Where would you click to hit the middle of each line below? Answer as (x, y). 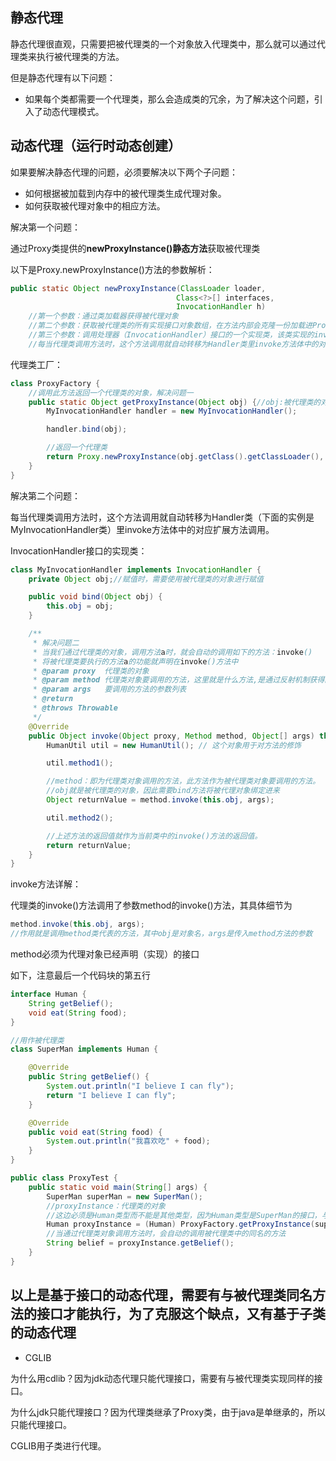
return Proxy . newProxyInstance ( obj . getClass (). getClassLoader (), (185, 457)
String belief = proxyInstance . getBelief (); (140, 1243)
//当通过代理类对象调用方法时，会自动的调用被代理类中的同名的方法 (166, 1234)
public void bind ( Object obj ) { (95, 597)
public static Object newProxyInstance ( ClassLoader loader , (138, 288)
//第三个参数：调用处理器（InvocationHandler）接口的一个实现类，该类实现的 (171, 335)
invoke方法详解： (46, 884)
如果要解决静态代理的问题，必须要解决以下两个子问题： (124, 172)
